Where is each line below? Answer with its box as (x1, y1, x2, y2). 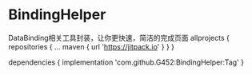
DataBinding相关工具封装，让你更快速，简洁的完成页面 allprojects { (8, 33, 230, 42)
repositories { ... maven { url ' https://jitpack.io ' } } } (8, 41, 174, 51)
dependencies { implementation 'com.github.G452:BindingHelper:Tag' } (8, 57, 244, 67)
